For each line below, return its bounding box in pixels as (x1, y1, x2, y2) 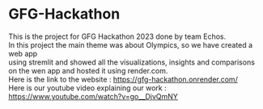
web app (8, 48, 38, 58)
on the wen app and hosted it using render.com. (8, 65, 168, 75)
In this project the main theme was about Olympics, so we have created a (8, 40, 253, 49)
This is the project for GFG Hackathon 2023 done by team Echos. (8, 31, 227, 41)
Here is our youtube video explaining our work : (8, 82, 168, 93)
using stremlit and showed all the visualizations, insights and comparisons (8, 57, 255, 67)
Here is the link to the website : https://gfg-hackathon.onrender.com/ (8, 74, 239, 84)
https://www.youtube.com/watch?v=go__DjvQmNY (8, 91, 178, 101)
